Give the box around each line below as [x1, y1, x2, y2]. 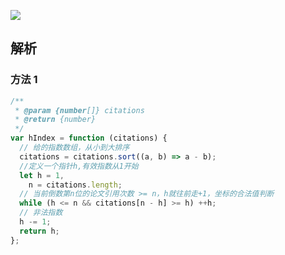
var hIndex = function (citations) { [10, 133, 168, 144]
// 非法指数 [19, 208, 63, 218]
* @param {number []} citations [14, 105, 145, 115]
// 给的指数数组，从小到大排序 [19, 143, 130, 153]
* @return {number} [14, 115, 97, 125]
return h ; [19, 226, 60, 236]
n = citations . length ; [28, 180, 123, 190]
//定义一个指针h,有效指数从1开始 [19, 161, 139, 171]
